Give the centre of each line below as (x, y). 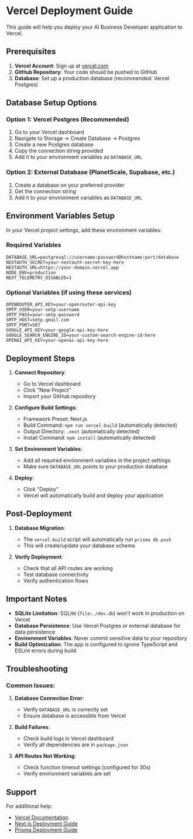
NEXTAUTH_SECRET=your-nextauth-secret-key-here (65, 262)
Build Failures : (32, 727)
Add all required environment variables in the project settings (97, 460)
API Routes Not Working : (45, 756)
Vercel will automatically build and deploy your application (93, 495)
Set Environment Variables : (49, 448)
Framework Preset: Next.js (55, 419)
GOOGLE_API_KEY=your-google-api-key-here (57, 330)
